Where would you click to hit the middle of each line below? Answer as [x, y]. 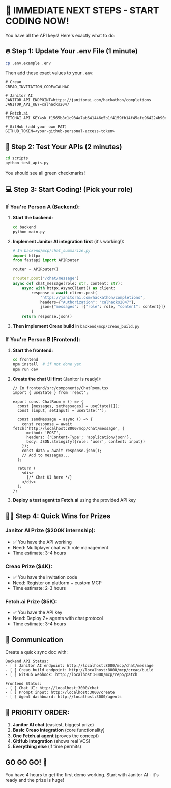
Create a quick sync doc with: [36, 652]
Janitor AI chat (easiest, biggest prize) [53, 724]
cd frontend [25, 360]
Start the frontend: [33, 350]
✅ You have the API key [37, 612]
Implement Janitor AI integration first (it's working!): [68, 241]
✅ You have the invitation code [45, 577]
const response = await [47, 424]
